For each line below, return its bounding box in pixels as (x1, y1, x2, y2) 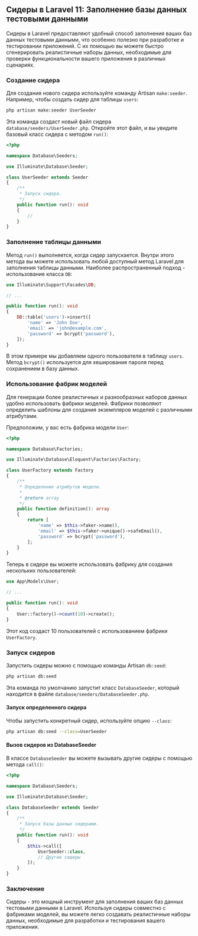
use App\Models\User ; (6, 578, 60, 585)
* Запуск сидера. (19, 191, 62, 197)
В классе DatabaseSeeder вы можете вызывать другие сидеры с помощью (6, 754, 193, 762)
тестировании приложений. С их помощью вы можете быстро (6, 42, 164, 49)
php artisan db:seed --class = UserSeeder (6, 728, 108, 734)
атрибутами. (6, 412, 38, 419)
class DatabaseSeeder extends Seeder (6, 804, 99, 810)
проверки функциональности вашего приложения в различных (6, 55, 166, 62)
